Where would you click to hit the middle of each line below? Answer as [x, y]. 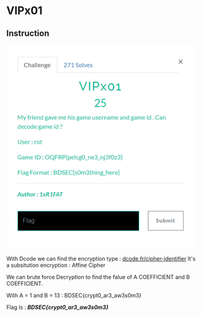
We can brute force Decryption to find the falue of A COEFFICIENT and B [98, 277]
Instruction [28, 33]
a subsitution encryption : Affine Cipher [56, 265]
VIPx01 [24, 11]
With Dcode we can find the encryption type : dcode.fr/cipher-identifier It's [101, 259]
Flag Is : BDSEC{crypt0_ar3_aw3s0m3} [58, 307]
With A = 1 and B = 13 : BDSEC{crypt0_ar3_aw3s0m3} [74, 295]
